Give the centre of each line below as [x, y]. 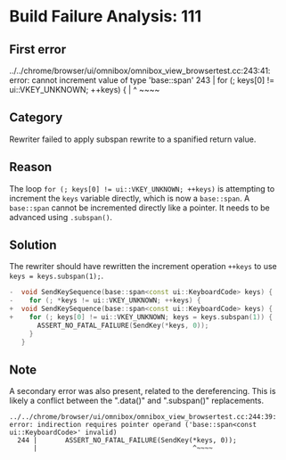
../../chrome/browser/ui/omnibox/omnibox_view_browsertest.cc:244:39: [143, 417]
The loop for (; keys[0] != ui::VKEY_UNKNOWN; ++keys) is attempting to [142, 188]
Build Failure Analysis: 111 [106, 16]
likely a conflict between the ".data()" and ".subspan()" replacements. [137, 401]
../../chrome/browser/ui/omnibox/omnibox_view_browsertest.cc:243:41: [140, 70]
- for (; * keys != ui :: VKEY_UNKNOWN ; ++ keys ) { [105, 300]
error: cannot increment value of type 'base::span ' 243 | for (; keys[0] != [142, 80]
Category [36, 118]
